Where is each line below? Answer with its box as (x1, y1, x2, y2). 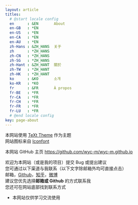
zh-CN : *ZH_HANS (9, 53, 50, 58)
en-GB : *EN (9, 26, 39, 31)
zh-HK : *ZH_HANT (9, 72, 50, 77)
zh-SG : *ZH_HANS (9, 58, 50, 63)
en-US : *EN (9, 30, 39, 35)
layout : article (5, 7, 39, 12)
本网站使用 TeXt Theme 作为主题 (5, 132, 72, 138)
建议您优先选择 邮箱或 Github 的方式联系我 (5, 178, 91, 184)
